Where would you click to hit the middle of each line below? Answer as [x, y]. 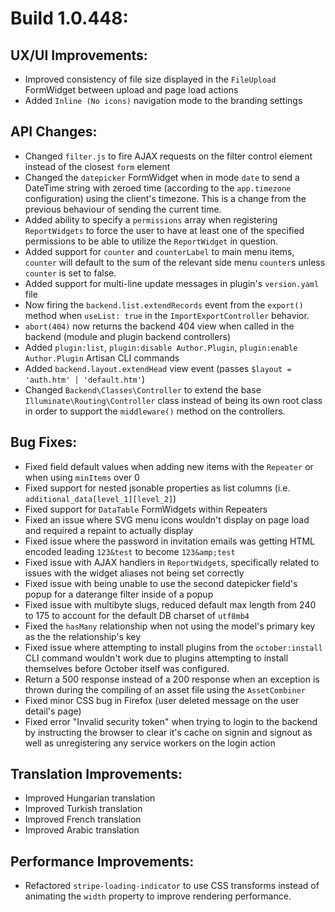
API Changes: [54, 132]
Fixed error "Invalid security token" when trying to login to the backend [171, 721]
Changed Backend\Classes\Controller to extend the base [143, 389]
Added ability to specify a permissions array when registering [151, 219]
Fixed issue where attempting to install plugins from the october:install [173, 647]
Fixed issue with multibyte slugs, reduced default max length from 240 [170, 604]
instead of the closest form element [97, 166]
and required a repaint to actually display [109, 530]
